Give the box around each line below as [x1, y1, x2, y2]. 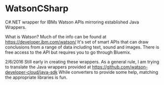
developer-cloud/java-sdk [5, 69, 58, 75]
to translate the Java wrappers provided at [5, 64, 91, 70]
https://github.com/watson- [92, 64, 148, 70]
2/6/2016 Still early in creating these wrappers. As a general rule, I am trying [5, 59, 160, 64]
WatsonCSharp [5, 3, 69, 14]
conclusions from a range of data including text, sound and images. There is [5, 44, 160, 50]
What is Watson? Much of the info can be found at [5, 34, 107, 40]
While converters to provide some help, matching [58, 69, 159, 75]
